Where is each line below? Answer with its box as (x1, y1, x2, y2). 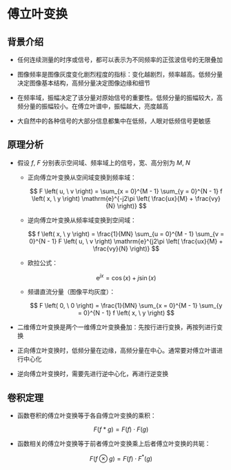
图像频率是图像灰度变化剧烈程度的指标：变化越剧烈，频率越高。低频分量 (17, 70, 223, 78)
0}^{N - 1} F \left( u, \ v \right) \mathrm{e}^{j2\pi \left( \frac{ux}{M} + (28, 237, 223, 245)
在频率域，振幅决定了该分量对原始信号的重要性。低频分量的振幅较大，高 (17, 94, 223, 101)
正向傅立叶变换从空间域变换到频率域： (27, 173, 137, 182)
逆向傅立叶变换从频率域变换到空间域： (27, 215, 137, 224)
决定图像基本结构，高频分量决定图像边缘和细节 (17, 79, 150, 87)
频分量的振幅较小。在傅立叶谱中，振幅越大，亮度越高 (17, 102, 169, 110)
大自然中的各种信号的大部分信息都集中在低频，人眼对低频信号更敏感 (17, 117, 211, 125)
